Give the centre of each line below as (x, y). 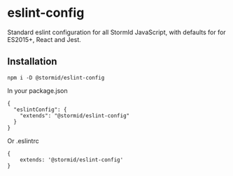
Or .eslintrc (23, 140)
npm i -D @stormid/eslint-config (56, 78)
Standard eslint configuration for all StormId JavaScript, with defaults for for (116, 32)
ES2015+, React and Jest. (44, 39)
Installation (32, 62)
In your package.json (37, 90)
